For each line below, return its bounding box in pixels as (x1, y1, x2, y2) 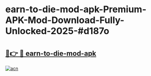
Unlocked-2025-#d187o (5, 26, 110, 37)
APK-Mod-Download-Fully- (5, 14, 124, 26)
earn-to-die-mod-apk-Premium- (5, 4, 147, 15)
